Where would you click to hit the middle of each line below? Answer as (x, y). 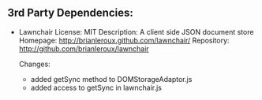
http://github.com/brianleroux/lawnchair (84, 48)
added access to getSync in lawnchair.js (96, 87)
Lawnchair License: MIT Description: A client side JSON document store (136, 31)
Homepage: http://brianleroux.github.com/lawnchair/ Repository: (124, 40)
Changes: (34, 64)
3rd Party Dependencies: (70, 13)
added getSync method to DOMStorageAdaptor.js (111, 79)
